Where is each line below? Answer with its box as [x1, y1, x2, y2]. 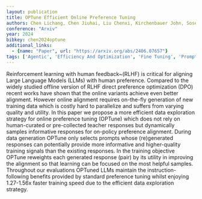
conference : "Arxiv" [6, 25, 58, 32]
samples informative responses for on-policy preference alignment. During [6, 128, 191, 135]
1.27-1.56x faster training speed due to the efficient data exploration [6, 179, 174, 186]
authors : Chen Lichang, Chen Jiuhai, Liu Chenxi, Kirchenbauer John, [6, 20, 185, 26]
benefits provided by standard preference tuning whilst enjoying [29, 172, 189, 180]
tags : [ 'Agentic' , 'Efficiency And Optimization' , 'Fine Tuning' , [6, 54, 176, 60]
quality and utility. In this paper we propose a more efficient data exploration [6, 109, 195, 116]
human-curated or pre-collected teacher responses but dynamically [6, 121, 175, 128]
